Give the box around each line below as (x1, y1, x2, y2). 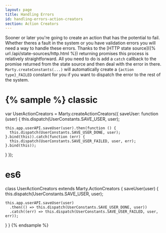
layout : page (5, 7, 32, 12)
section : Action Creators (5, 21, 58, 26)
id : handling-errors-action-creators (5, 16, 83, 21)
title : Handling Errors (5, 12, 55, 17)
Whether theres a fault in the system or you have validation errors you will (5, 40, 156, 46)
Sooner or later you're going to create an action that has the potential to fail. (5, 35, 160, 41)
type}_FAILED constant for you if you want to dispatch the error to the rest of (5, 72, 161, 78)
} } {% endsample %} (5, 222, 49, 229)
